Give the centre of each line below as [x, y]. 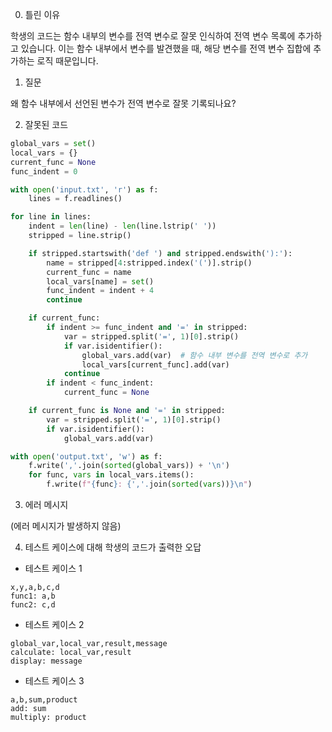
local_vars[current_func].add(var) [155, 364]
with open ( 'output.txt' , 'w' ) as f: [86, 456]
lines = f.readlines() [75, 199]
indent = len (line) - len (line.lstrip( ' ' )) [122, 226]
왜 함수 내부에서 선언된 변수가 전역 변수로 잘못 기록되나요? [123, 103]
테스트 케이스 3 [54, 681]
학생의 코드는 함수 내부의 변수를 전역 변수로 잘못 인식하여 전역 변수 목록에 [153, 36]
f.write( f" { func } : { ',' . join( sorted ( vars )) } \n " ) [149, 484]
